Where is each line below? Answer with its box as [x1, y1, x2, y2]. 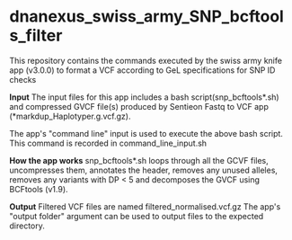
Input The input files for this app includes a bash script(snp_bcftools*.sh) [9, 92, 280, 102]
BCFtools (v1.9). [9, 183, 69, 194]
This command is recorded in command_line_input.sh [9, 138, 208, 148]
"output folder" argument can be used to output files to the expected [9, 210, 264, 221]
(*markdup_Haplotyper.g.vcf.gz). [9, 111, 131, 121]
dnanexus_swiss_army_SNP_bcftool [9, 6, 285, 27]
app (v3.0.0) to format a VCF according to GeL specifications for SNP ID [9, 65, 276, 76]
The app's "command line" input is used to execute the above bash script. [9, 128, 283, 138]
